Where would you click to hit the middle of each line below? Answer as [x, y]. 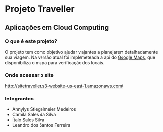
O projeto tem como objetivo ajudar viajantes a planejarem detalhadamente [81, 52]
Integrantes [19, 99]
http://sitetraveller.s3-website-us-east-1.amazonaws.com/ [64, 86]
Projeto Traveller [40, 9]
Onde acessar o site [30, 75]
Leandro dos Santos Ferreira [41, 125]
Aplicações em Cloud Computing [57, 27]
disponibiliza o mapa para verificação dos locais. [55, 62]
